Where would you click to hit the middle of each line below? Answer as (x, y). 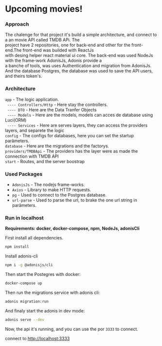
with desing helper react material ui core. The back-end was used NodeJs (79, 55)
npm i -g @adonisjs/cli (29, 265)
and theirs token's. (24, 76)
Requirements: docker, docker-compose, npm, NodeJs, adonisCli (72, 228)
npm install (17, 247)
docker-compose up (24, 283)
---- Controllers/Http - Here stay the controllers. (57, 104)
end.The (13, 50)
